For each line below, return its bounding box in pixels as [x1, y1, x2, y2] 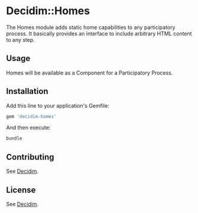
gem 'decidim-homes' [6, 114, 57, 120]
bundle [6, 135, 22, 141]
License [6, 185, 36, 195]
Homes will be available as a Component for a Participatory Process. [6, 69, 173, 76]
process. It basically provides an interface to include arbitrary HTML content [6, 30, 192, 37]
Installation [6, 86, 48, 96]
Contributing [6, 152, 54, 162]
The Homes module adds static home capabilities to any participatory [6, 24, 176, 31]
